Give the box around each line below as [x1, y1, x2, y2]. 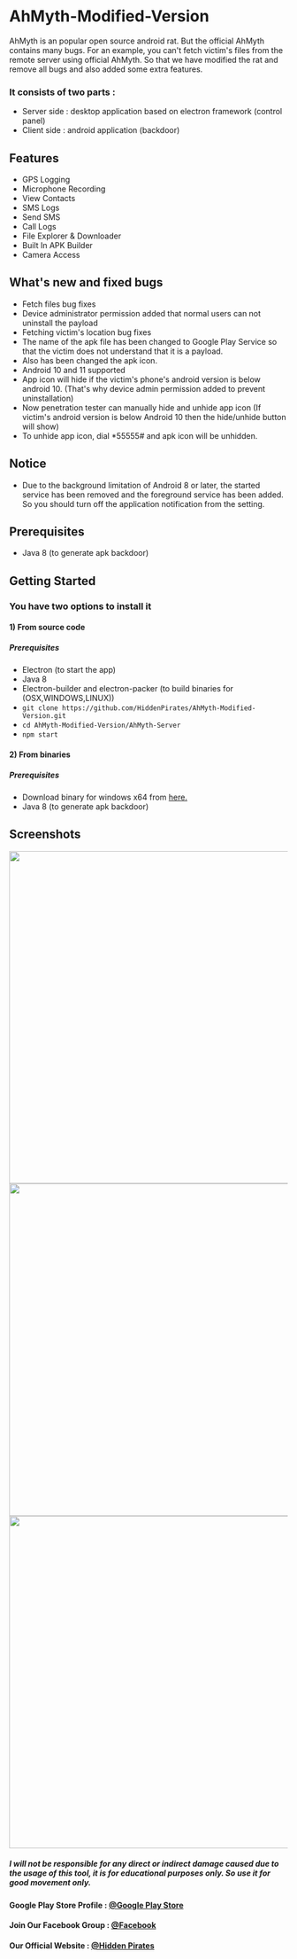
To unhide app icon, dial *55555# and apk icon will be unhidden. [21, 430, 258, 441]
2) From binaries [9, 749, 71, 760]
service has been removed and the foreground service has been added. [21, 489, 285, 500]
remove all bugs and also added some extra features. [9, 64, 203, 74]
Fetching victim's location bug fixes [21, 326, 152, 338]
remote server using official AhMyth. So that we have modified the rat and [9, 54, 278, 65]
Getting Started [9, 574, 96, 589]
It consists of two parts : [9, 86, 116, 98]
